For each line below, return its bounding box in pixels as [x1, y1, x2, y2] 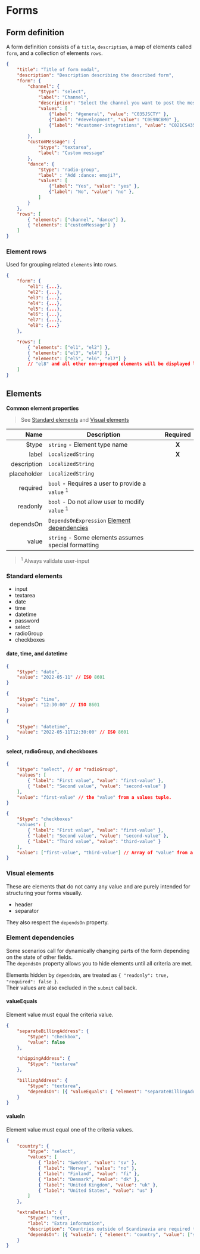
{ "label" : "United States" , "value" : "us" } [37, 1187, 153, 1194]
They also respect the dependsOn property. [6, 918, 109, 926]
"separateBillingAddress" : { [17, 1028, 89, 1034]
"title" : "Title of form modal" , [17, 66, 100, 72]
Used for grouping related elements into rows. [6, 261, 118, 268]
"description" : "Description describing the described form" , [17, 72, 174, 78]
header [14, 900, 33, 908]
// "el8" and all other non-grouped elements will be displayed [27, 361, 190, 367]
